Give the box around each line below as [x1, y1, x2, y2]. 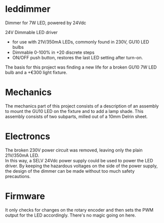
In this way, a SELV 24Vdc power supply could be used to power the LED [5, 157, 153, 163]
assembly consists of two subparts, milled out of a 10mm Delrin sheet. [5, 113, 148, 119]
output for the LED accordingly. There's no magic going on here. [5, 212, 136, 218]
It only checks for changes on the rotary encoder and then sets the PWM [5, 207, 154, 213]
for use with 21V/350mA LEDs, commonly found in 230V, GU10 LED [12, 38, 149, 45]
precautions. [5, 173, 31, 179]
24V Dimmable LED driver [5, 29, 58, 35]
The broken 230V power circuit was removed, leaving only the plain [5, 147, 143, 153]
